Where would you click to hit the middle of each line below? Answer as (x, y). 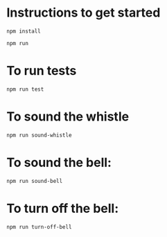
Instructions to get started (83, 13)
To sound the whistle (68, 117)
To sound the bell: (59, 163)
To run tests (42, 71)
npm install (24, 31)
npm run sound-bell (35, 181)
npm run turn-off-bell (39, 227)
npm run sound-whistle (39, 135)
